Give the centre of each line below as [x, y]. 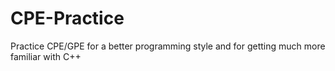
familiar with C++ [46, 56]
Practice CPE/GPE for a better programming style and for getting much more [168, 46]
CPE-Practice [67, 18]
